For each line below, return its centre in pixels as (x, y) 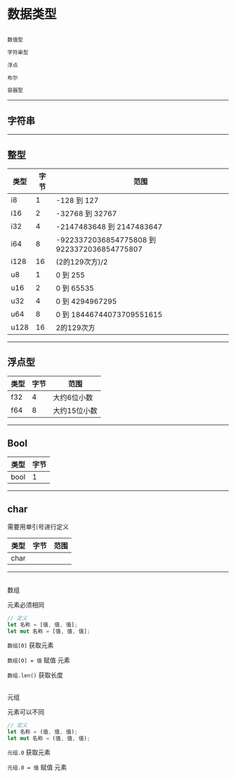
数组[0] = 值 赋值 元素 (39, 660)
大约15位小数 (75, 410)
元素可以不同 (26, 712)
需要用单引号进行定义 (38, 527)
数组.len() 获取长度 (35, 675)
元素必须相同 (26, 605)
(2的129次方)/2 (82, 262)
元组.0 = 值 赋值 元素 (37, 767)
